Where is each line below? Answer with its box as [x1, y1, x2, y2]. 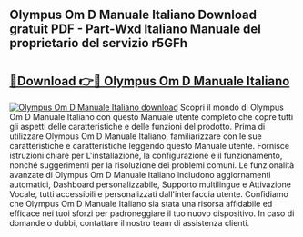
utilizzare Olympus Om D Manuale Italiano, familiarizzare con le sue [9, 131, 262, 142]
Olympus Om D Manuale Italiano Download [9, 7, 258, 23]
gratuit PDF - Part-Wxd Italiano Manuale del [9, 22, 262, 37]
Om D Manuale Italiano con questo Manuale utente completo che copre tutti [9, 112, 294, 122]
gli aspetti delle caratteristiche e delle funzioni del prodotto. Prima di [9, 122, 266, 132]
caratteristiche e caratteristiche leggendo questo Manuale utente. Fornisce [9, 141, 289, 151]
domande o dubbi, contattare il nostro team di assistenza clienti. [9, 218, 250, 228]
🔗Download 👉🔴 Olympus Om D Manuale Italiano [9, 73, 290, 89]
